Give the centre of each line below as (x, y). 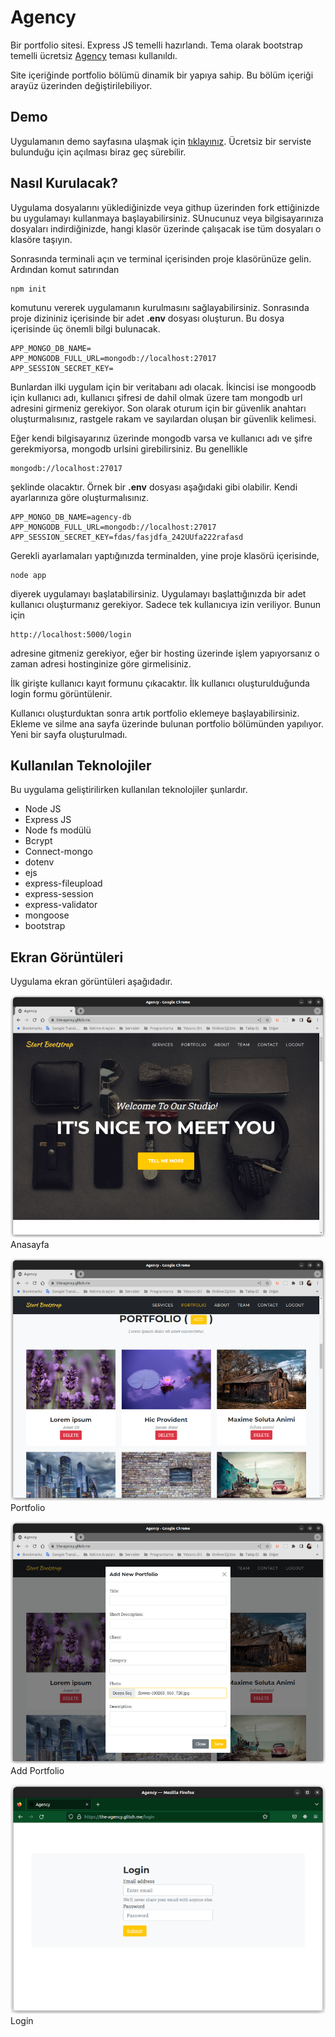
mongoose (47, 915)
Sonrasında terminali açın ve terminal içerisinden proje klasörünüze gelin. (161, 258)
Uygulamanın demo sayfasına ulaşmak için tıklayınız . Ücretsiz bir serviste (161, 141)
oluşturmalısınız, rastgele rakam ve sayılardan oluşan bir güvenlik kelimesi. (163, 418)
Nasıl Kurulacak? (64, 183)
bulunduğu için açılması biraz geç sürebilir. (98, 152)
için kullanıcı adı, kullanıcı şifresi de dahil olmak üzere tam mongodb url (156, 397)
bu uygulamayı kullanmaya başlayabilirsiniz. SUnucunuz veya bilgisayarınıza (167, 218)
